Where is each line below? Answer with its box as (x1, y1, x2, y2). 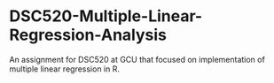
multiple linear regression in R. (9, 64, 120, 74)
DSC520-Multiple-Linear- (9, 6, 203, 26)
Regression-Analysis (9, 25, 167, 45)
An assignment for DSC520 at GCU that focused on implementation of (9, 54, 266, 64)
